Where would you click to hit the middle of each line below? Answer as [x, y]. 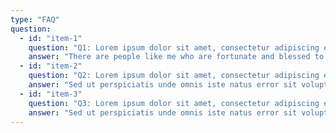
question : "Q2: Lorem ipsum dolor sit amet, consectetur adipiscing [174, 76]
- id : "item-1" [51, 38]
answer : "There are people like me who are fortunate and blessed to [176, 57]
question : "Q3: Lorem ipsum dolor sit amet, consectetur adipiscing [174, 103]
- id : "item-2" [51, 66]
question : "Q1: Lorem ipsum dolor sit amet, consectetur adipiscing [174, 47]
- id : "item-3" [51, 94]
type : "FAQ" [35, 19]
